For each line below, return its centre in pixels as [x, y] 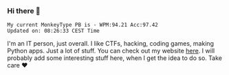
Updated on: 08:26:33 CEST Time [53, 31]
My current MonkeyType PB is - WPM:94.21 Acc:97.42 [83, 25]
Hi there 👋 [24, 11]
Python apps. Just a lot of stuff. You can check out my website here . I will [111, 51]
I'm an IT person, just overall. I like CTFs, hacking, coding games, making [111, 44]
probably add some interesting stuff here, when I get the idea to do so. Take [115, 58]
